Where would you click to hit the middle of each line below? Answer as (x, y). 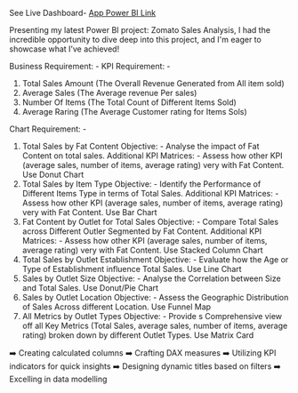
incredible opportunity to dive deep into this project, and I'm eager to (136, 40)
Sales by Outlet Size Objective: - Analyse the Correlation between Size (152, 278)
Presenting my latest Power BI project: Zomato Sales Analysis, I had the (140, 30)
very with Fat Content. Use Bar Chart (89, 212)
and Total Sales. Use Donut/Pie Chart (90, 288)
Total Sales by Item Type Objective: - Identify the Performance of (141, 184)
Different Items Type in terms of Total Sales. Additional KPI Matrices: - (150, 193)
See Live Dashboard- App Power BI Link (83, 13)
